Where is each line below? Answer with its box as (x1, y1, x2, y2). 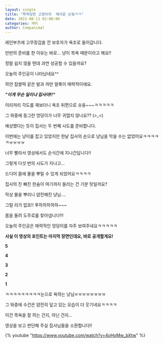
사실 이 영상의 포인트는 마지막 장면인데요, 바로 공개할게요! (5, 234, 114, 239)
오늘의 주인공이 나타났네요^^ (5, 71, 59, 77)
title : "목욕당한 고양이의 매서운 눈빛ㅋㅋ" (5, 12, 84, 17)
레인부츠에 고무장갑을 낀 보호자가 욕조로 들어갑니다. (5, 40, 103, 46)
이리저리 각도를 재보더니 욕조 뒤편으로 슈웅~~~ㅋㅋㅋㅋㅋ (5, 102, 114, 108)
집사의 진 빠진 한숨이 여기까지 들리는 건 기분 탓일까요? (5, 181, 107, 187)
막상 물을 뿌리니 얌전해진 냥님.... (5, 192, 66, 198)
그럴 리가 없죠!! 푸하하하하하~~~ (5, 202, 67, 208)
